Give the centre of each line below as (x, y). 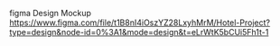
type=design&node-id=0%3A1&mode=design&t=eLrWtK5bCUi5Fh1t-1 (139, 32)
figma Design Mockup (51, 13)
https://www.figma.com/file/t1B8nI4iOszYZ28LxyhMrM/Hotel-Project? (140, 23)
